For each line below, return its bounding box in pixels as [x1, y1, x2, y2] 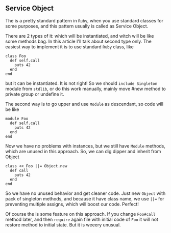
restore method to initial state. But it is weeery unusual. [5, 221, 121, 228]
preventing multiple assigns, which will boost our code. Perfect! [5, 201, 139, 207]
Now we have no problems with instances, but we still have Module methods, [5, 142, 166, 149]
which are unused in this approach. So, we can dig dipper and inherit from [5, 148, 161, 154]
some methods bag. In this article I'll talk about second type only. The [5, 38, 152, 44]
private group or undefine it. [5, 91, 65, 97]
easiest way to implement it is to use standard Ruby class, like [5, 43, 134, 50]
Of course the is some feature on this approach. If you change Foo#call [5, 211, 156, 217]
